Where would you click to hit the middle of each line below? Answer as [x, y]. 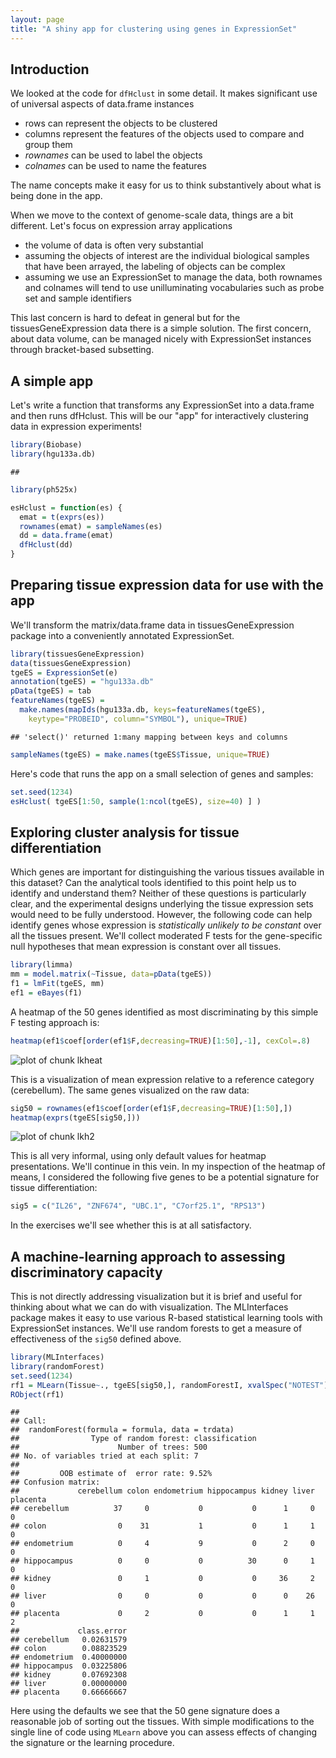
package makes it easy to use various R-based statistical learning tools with [166, 1318]
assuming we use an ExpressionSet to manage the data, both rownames [173, 277]
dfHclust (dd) [46, 545]
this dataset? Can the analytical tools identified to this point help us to [153, 883]
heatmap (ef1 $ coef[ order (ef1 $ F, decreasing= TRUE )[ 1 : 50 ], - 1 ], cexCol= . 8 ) [160, 1041]
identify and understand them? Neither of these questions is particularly [158, 893]
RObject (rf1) [37, 1394]
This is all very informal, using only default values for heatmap [138, 1156]
